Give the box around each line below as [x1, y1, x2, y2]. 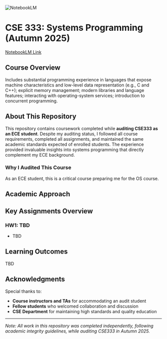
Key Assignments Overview [5, 207, 93, 215]
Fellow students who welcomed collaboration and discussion [12, 303, 139, 309]
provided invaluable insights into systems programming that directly [5, 147, 144, 153]
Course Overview [5, 64, 61, 72]
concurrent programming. [5, 97, 58, 104]
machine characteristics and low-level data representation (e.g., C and [5, 82, 150, 88]
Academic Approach [5, 190, 71, 198]
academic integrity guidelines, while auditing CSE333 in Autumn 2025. [5, 328, 150, 334]
